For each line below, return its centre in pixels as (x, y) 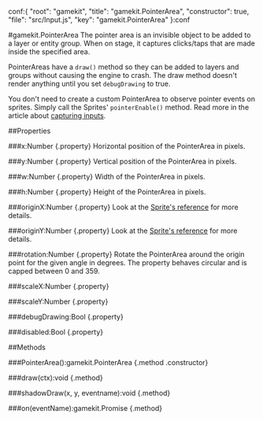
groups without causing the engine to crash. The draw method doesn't (123, 75)
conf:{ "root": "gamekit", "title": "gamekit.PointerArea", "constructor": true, (129, 11)
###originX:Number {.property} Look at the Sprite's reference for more (123, 207)
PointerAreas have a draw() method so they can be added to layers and (124, 67)
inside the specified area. (49, 52)
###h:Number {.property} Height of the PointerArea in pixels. (107, 192)
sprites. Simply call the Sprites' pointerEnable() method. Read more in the (129, 107)
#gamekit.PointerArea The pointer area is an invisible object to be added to (130, 35)
